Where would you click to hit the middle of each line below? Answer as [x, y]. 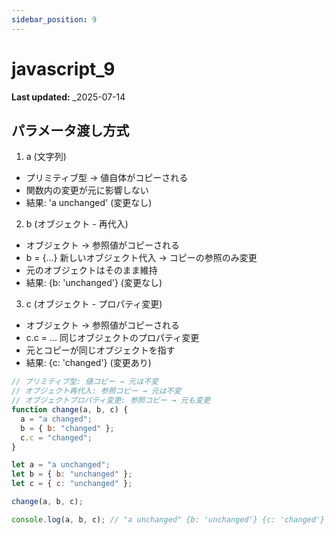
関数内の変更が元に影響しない [87, 190]
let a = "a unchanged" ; [61, 465]
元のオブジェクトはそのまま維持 [91, 270]
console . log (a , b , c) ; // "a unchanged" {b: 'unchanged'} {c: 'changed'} [168, 519]
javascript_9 [63, 68]
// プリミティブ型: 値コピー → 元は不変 [85, 382]
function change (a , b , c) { [70, 410]
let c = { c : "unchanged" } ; [72, 484]
